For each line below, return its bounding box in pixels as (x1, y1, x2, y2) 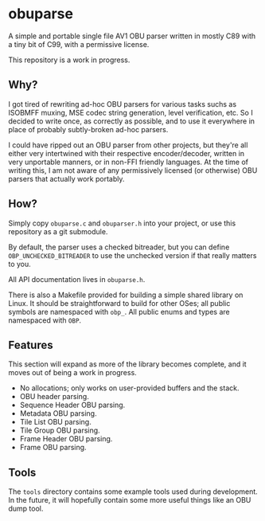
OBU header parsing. (19, 392, 89, 402)
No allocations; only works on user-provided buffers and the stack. (19, 383, 240, 393)
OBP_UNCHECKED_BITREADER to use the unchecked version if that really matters (8, 250, 257, 260)
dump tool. (8, 503, 44, 514)
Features (8, 338, 53, 351)
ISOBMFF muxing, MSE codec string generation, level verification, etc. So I (8, 108, 253, 117)
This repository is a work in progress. (8, 55, 131, 65)
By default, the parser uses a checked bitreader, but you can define (8, 242, 230, 252)
